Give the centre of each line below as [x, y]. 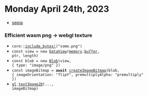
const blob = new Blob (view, [41, 61]
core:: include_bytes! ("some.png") [47, 47]
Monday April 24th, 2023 [57, 9]
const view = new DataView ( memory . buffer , [56, 52]
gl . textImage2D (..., [33, 84]
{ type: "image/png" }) [36, 65]
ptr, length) [25, 56]
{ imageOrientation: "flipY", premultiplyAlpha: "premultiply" [78, 75]
